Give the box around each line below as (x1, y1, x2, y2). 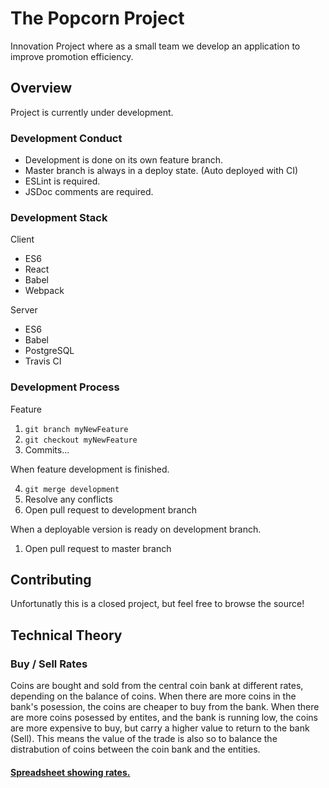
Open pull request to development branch (24, 503, 197, 516)
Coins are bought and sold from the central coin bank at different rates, (10, 680, 304, 692)
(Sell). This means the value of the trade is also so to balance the (10, 733, 278, 745)
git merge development (24, 484, 120, 494)
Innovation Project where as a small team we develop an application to (10, 40, 301, 52)
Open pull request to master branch (24, 542, 172, 554)
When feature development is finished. (10, 463, 170, 475)
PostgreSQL (24, 345, 75, 357)
